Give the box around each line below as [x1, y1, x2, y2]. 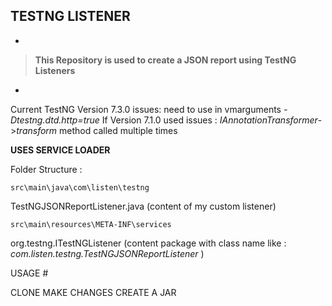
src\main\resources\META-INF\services [10, 219, 172, 229]
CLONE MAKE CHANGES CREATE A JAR [10, 286, 177, 298]
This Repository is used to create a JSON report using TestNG [34, 54, 297, 66]
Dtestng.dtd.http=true [10, 114, 100, 126]
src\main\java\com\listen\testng [10, 182, 150, 193]
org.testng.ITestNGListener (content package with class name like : [10, 237, 287, 249]
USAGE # [10, 267, 49, 279]
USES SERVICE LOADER [10, 144, 111, 156]
